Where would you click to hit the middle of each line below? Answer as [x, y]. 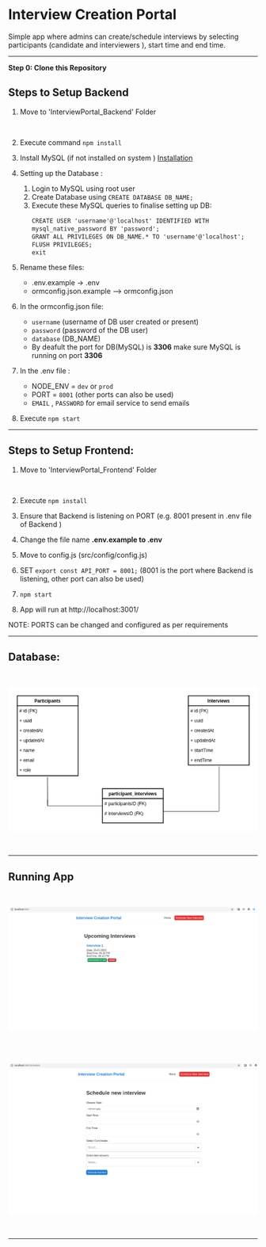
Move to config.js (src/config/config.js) [84, 555]
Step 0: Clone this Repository [57, 67]
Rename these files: [52, 267]
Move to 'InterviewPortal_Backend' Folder [88, 112]
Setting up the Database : [61, 173]
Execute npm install [53, 500]
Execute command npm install [70, 142]
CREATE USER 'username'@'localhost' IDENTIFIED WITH [120, 221]
